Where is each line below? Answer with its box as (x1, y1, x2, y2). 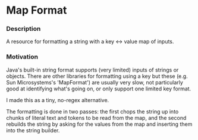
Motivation (6, 53, 39, 61)
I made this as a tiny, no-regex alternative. (6, 96, 109, 103)
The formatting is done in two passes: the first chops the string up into (6, 108, 179, 115)
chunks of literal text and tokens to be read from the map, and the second (6, 114, 187, 121)
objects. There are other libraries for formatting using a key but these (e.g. (6, 72, 188, 80)
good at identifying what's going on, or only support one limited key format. (6, 85, 191, 92)
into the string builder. (6, 126, 60, 134)
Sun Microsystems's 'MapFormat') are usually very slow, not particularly (6, 79, 183, 86)
